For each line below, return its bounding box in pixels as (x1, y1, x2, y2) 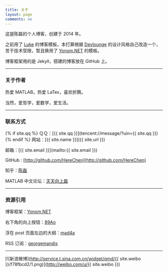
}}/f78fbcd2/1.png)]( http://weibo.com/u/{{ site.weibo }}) (5, 262, 120, 268)
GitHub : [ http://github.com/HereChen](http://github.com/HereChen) (5, 157, 146, 163)
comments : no (5, 16, 32, 21)
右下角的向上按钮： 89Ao (5, 219, 56, 225)
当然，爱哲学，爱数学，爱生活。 (5, 99, 71, 105)
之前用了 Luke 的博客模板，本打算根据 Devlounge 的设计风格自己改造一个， (5, 41, 161, 47)
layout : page (5, 12, 32, 17)
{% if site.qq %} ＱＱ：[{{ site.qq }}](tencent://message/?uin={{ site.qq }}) (5, 130, 158, 136)
